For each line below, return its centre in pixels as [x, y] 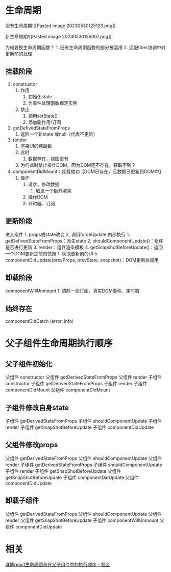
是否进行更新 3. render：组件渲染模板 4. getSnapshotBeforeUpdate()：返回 [84, 247]
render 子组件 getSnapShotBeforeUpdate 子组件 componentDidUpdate [80, 427]
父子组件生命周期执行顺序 [59, 344]
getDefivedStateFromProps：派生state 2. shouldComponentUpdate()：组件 [84, 240]
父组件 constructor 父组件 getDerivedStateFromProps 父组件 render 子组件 [84, 377]
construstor [25, 84]
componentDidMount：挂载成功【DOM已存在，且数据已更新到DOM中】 [88, 171]
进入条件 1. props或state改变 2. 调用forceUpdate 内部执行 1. [68, 234]
